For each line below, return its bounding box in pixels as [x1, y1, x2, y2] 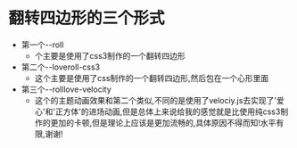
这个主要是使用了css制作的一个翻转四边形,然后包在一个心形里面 [34, 72, 269, 83]
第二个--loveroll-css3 [21, 62, 101, 72]
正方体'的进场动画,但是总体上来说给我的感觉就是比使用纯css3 [54, 106, 281, 117]
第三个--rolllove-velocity [21, 84, 112, 95]
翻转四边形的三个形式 [8, 8, 166, 29]
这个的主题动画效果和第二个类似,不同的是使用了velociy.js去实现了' [34, 95, 277, 105]
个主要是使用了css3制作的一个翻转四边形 [34, 50, 186, 61]
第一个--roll [21, 39, 64, 50]
